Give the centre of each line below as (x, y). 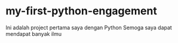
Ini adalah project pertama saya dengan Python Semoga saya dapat (89, 27)
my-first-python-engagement (82, 11)
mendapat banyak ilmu (34, 33)
